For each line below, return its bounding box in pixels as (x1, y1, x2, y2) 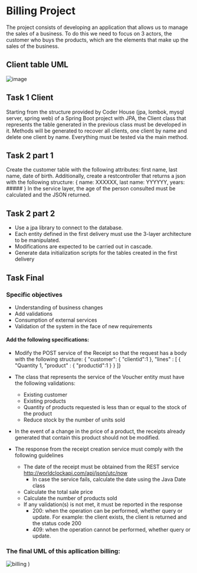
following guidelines (14, 452, 64, 459)
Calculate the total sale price (23, 488, 93, 496)
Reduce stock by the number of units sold (23, 416, 126, 423)
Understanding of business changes (14, 303, 103, 311)
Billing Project (6, 4, 75, 18)
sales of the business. (6, 43, 60, 50)
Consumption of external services (14, 316, 97, 323)
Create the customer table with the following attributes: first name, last (6, 166, 178, 173)
